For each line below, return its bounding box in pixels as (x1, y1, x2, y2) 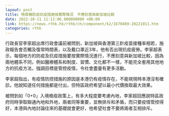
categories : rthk (5, 26, 42, 31)
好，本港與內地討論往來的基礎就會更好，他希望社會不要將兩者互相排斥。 (5, 105, 155, 111)
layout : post (5, 7, 33, 12)
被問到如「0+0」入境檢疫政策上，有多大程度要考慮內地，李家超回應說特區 (5, 93, 159, 99)
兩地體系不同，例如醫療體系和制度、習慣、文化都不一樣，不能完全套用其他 (5, 59, 159, 65)
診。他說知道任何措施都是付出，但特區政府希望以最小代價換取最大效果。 (5, 82, 155, 88)
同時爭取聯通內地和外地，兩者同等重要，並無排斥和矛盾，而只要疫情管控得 (9, 99, 164, 105)
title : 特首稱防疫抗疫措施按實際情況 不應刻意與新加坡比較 (5, 12, 115, 17)
